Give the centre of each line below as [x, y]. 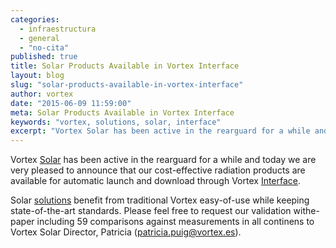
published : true [44, 57]
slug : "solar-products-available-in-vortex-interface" [127, 85]
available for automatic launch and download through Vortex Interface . [156, 181]
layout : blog [37, 76]
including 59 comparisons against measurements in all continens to [175, 222]
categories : [35, 19]
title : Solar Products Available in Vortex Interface [125, 66]
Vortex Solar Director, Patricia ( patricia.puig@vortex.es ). [126, 232]
